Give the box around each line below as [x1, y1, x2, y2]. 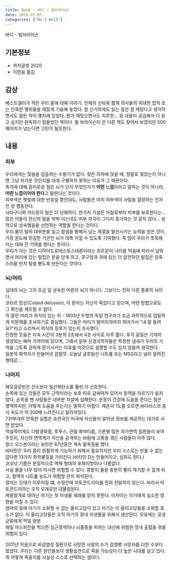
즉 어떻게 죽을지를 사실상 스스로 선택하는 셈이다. [5, 554, 101, 560]
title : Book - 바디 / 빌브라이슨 [5, 7, 69, 13]
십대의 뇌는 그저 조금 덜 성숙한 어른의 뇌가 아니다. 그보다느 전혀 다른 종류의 [5, 287, 154, 293]
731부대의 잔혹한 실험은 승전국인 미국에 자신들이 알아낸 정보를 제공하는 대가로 [5, 416, 160, 422]
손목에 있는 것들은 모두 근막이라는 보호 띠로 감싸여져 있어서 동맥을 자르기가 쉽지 [5, 390, 163, 396]
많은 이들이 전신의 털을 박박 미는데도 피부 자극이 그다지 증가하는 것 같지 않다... [5, 216, 160, 222]
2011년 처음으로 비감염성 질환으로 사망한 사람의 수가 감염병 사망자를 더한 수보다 [5, 542, 163, 548]
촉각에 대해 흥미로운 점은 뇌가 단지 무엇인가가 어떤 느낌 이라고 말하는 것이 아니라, [5, 183, 164, 190]
